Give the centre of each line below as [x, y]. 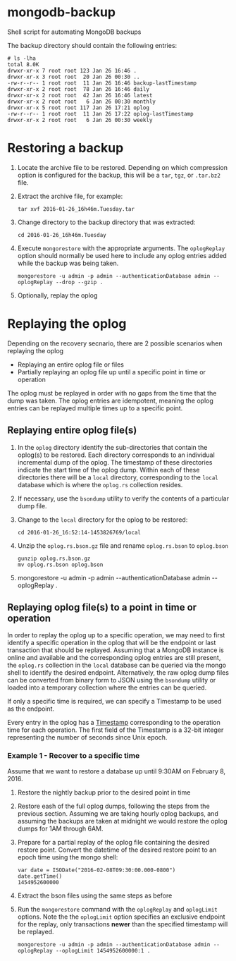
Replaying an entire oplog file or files [71, 365]
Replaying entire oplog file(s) [72, 430]
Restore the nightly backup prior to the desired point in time [104, 792]
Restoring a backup [66, 148]
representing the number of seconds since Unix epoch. [87, 737]
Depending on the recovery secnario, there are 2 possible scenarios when [115, 343]
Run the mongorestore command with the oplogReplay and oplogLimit [118, 909]
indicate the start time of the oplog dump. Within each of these [108, 470]
